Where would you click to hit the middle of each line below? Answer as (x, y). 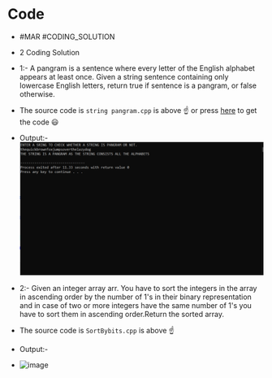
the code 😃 (39, 122)
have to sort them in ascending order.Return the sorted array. (122, 314)
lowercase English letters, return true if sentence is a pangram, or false (138, 85)
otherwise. (37, 93)
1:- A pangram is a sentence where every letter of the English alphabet (137, 68)
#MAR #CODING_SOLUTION (67, 37)
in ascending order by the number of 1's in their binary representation (136, 297)
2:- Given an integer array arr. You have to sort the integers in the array (138, 288)
